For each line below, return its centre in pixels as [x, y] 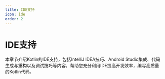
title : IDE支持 [20, 10]
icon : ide [15, 14]
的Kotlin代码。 [20, 72]
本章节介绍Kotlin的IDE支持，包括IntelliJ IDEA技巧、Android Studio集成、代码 [83, 59]
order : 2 [14, 19]
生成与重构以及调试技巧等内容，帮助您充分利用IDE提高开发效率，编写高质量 [82, 66]
